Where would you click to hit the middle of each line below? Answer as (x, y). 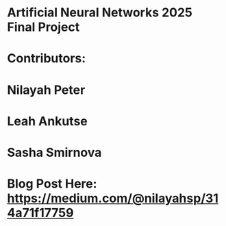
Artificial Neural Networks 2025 (100, 13)
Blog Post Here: (52, 184)
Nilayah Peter (46, 90)
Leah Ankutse (47, 121)
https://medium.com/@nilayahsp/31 (113, 198)
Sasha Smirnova (54, 152)
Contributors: (47, 59)
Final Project (43, 27)
